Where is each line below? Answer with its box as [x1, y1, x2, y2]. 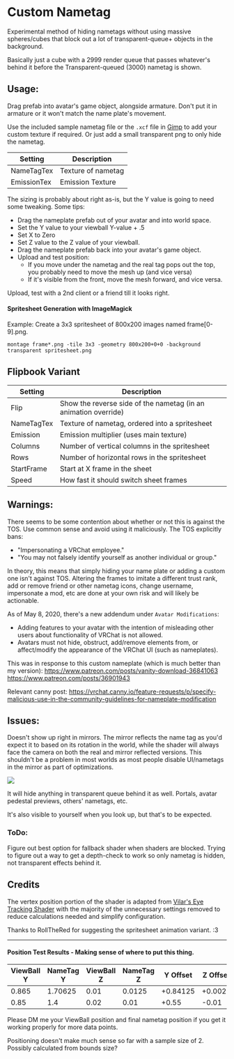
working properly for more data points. [7, 1023, 118, 1031]
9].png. [7, 327, 29, 335]
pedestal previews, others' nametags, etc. [7, 797, 128, 805]
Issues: [7, 715, 40, 726]
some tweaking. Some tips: [7, 202, 85, 211]
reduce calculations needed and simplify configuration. [7, 912, 166, 920]
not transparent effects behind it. [7, 858, 102, 867]
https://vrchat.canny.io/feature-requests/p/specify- [68, 687, 217, 696]
